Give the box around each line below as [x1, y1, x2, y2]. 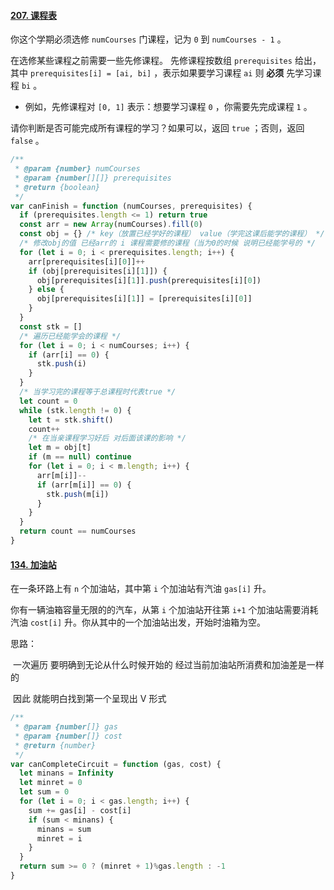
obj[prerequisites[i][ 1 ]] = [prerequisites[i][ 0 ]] [36, 294, 253, 304]
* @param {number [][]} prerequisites [14, 173, 172, 183]
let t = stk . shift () [28, 415, 114, 425]
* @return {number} [14, 740, 97, 750]
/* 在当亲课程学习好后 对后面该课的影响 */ [28, 433, 187, 444]
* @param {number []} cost [14, 731, 123, 741]
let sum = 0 [19, 787, 70, 797]
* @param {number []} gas [14, 722, 118, 732]
